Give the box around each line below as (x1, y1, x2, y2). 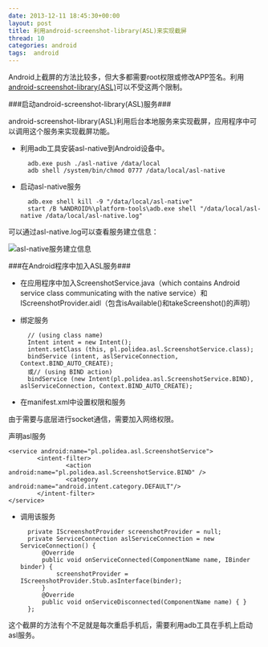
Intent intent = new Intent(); (27, 338, 132, 346)
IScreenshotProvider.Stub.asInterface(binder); (19, 577, 182, 585)
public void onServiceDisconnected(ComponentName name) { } (41, 598, 247, 606)
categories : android (8, 42, 78, 50)
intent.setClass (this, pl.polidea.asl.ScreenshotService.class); (27, 346, 254, 354)
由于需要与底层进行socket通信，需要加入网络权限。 (8, 415, 178, 424)
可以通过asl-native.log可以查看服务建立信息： (8, 227, 159, 236)
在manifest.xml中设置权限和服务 (19, 397, 126, 407)
